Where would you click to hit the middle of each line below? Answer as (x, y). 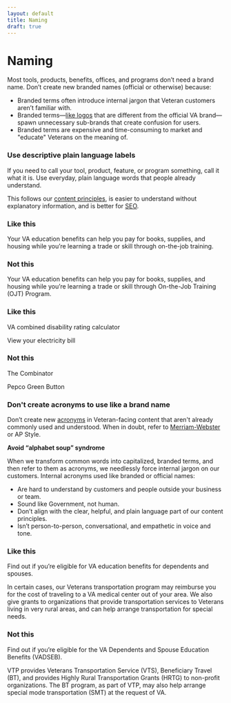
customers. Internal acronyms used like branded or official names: (101, 476)
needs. (17, 617)
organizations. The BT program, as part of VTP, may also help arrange (107, 685)
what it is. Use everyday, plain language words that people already (102, 178)
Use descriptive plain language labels (71, 155)
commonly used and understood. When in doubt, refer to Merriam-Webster (114, 427)
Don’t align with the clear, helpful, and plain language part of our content (120, 511)
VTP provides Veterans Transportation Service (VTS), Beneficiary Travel (110, 670)
